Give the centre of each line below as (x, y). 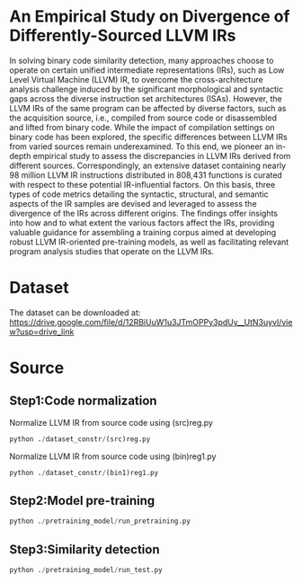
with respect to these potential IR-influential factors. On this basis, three (142, 184)
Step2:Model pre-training (82, 501)
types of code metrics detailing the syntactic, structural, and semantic (139, 194)
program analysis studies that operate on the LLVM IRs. (111, 251)
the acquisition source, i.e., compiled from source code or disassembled (143, 118)
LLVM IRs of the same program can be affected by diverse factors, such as (148, 108)
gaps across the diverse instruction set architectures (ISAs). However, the (146, 98)
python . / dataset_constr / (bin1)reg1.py (84, 473)
